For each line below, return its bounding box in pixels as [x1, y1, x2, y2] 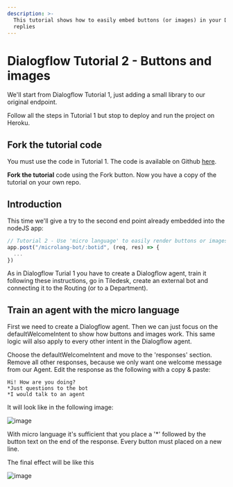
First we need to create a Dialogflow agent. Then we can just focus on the [7, 323, 218, 331]
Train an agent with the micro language [7, 304, 180, 316]
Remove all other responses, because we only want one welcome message [7, 358, 222, 366]
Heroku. [7, 119, 30, 127]
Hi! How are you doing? [7, 379, 76, 386]
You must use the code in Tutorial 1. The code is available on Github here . [7, 157, 217, 166]
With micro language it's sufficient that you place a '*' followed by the [7, 430, 207, 438]
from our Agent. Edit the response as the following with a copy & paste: [7, 366, 211, 374]
